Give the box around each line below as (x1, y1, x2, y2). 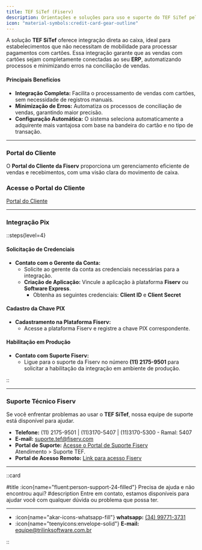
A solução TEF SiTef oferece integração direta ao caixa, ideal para (6, 37, 171, 44)
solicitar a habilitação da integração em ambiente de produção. (23, 365, 180, 372)
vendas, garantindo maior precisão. (14, 109, 103, 116)
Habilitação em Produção (6, 338, 71, 346)
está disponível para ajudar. (6, 417, 75, 425)
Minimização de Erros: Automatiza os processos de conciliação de (14, 102, 182, 109)
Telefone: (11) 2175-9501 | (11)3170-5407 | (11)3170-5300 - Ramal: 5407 (14, 429, 192, 436)
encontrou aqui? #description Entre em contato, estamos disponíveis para (6, 490, 189, 498)
